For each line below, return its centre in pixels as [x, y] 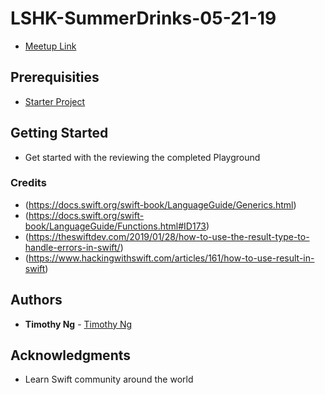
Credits [28, 183]
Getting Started [59, 133]
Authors [36, 300]
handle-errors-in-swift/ [72, 247]
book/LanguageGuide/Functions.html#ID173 [115, 226]
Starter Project [55, 101]
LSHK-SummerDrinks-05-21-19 [143, 18]
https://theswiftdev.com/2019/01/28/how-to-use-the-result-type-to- [169, 236]
